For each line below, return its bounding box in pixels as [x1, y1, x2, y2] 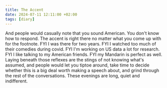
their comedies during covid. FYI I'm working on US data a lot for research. [5, 46, 160, 52]
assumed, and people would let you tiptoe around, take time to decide [5, 62, 149, 68]
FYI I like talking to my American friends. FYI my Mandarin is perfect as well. [5, 51, 162, 57]
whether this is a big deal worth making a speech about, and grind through [5, 67, 159, 73]
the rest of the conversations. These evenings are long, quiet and [5, 73, 140, 79]
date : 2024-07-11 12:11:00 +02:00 [5, 12, 78, 17]
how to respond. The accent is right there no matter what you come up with [5, 35, 161, 41]
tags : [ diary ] [5, 16, 35, 21]
